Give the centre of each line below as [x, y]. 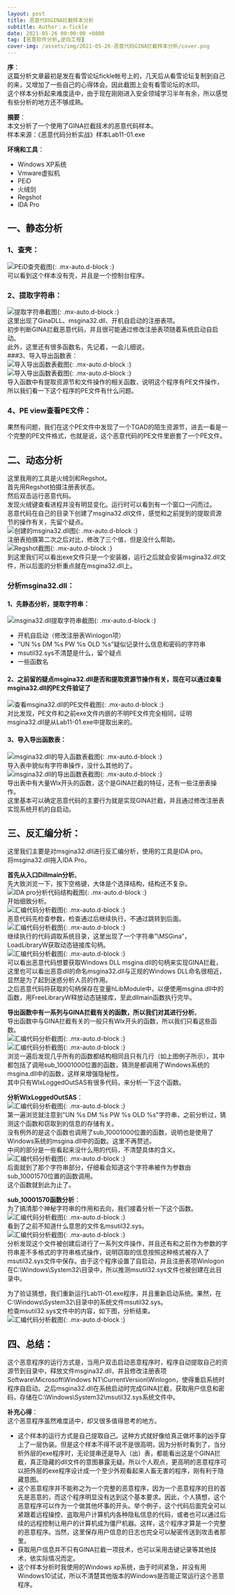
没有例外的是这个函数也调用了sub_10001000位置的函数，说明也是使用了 [111, 1133]
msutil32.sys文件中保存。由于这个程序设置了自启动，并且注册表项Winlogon [116, 1261]
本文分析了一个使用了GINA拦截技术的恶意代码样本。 [82, 126]
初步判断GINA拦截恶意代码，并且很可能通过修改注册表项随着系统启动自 [110, 329]
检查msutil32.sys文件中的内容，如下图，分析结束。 [81, 1311]
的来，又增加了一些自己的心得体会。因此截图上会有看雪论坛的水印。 [105, 84]
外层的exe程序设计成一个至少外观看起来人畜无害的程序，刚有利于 [124, 1471]
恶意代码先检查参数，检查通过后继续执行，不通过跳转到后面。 [96, 919]
